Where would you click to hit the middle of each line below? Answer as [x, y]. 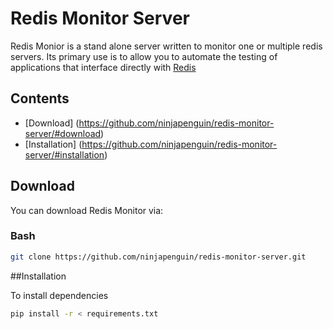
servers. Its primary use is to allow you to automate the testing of [144, 56]
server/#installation [64, 154]
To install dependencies [59, 295]
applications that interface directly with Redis [103, 67]
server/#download [63, 133]
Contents [40, 98]
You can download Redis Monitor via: [87, 210]
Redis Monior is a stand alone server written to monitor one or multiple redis [166, 46]
